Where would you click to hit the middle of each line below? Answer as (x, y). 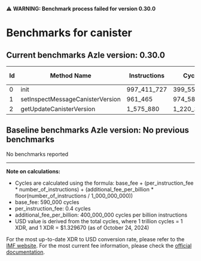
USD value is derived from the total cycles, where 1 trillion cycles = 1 (99, 221)
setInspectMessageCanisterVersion (71, 99)
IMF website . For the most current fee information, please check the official (99, 245)
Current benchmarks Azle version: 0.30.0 (86, 55)
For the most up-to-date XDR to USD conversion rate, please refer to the (95, 239)
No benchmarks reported (37, 154)
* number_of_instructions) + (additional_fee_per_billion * (84, 189)
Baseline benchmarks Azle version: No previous (98, 130)
